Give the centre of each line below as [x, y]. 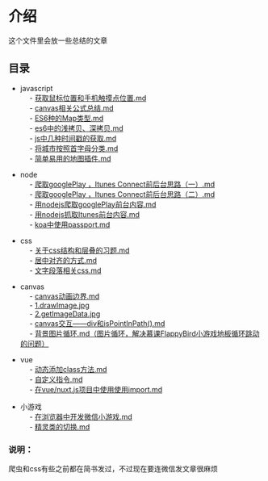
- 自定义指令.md [56, 379]
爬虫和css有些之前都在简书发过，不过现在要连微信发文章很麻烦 [113, 469]
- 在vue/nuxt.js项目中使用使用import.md [96, 389]
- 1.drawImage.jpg [60, 305]
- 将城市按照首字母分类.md [74, 148]
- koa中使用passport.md [70, 224]
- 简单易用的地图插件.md [70, 158]
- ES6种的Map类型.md [67, 118]
